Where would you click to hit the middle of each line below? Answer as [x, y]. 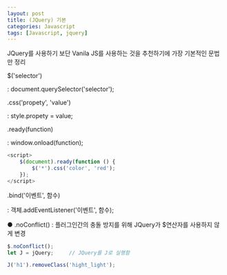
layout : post [26, 13]
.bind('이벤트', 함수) [34, 195]
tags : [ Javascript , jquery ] [48, 33]
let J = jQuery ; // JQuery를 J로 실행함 [68, 253]
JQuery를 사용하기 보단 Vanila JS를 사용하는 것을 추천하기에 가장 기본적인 [107, 53]
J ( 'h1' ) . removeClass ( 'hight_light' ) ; [61, 265]
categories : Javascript [41, 26]
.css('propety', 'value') [39, 103]
